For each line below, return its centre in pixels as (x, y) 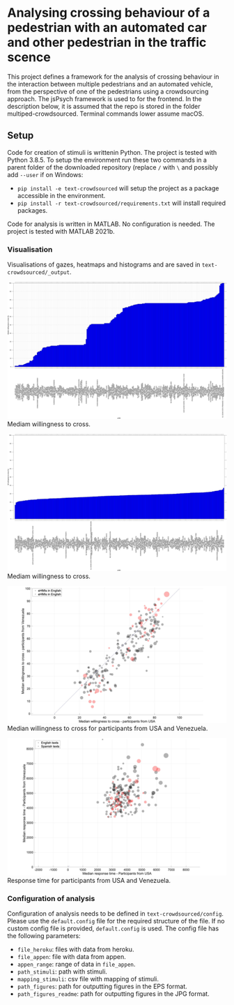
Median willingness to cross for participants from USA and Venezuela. (108, 728)
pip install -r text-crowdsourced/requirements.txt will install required (122, 203)
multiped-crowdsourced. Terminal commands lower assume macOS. (106, 114)
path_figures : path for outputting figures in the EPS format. (102, 987)
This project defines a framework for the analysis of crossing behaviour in (113, 76)
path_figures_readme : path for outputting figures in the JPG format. (114, 994)
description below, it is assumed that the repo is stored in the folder (104, 106)
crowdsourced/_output (39, 273)
